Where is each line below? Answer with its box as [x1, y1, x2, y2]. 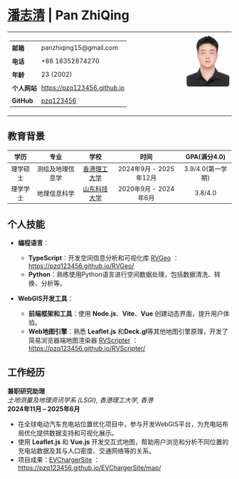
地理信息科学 [36, 189, 75, 197]
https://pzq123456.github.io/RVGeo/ [28, 262, 134, 270]
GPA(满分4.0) [185, 153, 226, 161]
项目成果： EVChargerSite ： [17, 455, 100, 464]
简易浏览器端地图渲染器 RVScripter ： [28, 336, 139, 345]
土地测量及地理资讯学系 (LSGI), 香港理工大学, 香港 [7, 396, 154, 404]
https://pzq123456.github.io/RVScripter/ [28, 344, 146, 353]
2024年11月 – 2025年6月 [7, 404, 80, 413]
